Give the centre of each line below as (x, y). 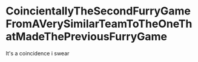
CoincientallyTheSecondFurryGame (98, 11)
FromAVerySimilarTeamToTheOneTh (99, 24)
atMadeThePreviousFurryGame (87, 37)
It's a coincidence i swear (38, 53)
